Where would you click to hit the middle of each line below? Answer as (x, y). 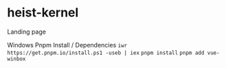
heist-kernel (43, 13)
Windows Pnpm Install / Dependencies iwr (67, 45)
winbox (16, 59)
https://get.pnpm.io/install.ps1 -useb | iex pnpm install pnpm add (106, 53)
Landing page (27, 32)
